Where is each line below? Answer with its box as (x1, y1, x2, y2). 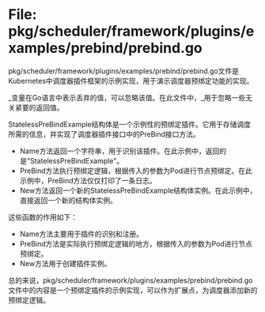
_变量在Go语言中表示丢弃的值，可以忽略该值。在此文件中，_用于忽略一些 (8, 92, 246, 102)
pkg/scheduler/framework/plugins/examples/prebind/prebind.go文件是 (8, 66, 240, 76)
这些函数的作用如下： (8, 212, 78, 222)
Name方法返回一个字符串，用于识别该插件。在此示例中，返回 (19, 146, 220, 156)
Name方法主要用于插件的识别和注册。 (19, 229, 144, 239)
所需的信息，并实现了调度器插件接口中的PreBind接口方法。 (8, 129, 200, 139)
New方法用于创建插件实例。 (19, 258, 112, 268)
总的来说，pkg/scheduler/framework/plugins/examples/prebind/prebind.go (8, 275, 253, 285)
